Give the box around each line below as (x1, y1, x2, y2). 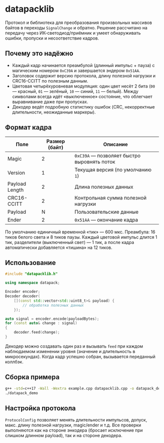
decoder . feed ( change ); (14, 330, 60, 335)
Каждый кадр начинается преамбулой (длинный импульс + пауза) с (12, 62, 155, 68)
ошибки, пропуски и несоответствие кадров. (5, 35, 99, 41)
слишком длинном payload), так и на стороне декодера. (5, 433, 123, 439)
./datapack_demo (5, 390, 38, 396)
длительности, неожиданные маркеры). (12, 109, 96, 115)
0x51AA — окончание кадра (74, 216, 138, 223)
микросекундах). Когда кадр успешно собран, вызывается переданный (5, 354, 156, 359)
